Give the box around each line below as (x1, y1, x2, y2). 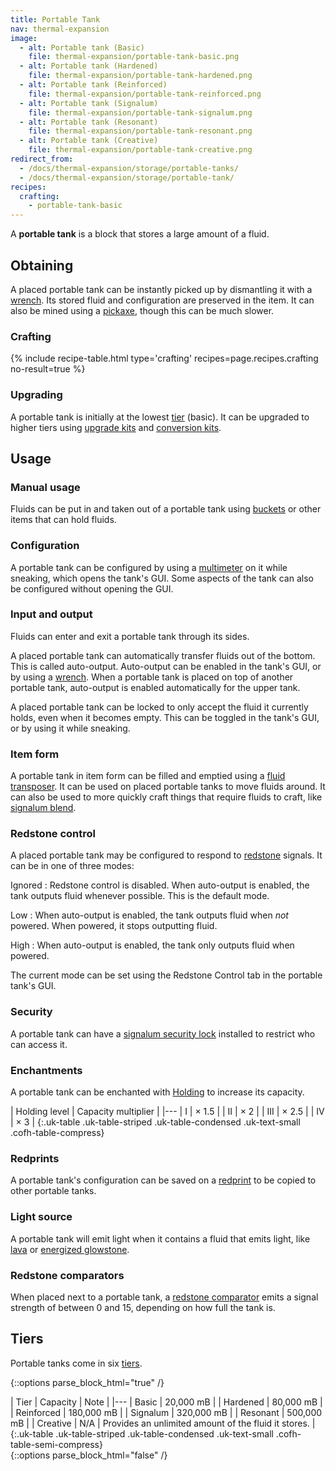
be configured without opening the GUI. (10, 582, 174, 595)
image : (10, 33, 38, 43)
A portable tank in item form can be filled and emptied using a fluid (10, 770, 286, 782)
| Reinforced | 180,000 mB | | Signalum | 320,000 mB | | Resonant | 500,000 (10, 1406, 323, 1418)
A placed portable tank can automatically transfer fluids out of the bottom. (10, 649, 316, 661)
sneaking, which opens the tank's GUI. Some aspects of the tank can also (10, 572, 314, 584)
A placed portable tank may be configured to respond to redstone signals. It (10, 849, 323, 861)
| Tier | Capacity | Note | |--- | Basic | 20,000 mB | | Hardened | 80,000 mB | (10, 1396, 323, 1408)
